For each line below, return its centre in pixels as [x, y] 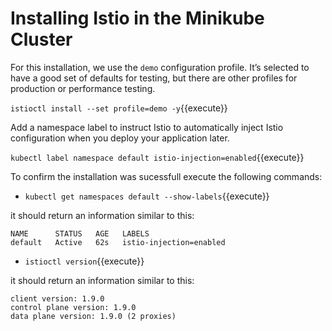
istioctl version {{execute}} [84, 261]
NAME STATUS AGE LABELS [80, 233]
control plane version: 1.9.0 [73, 307]
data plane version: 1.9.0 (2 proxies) [93, 316]
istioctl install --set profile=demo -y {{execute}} [119, 108]
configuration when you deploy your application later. [120, 138]
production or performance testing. [83, 88]
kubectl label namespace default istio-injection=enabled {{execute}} [157, 157]
